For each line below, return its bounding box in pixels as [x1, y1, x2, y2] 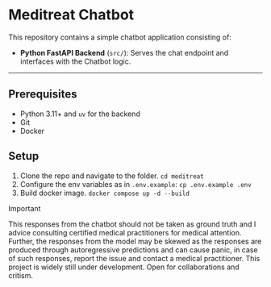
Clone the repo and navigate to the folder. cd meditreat [19, 171, 204, 181]
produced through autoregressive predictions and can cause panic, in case [8, 244, 258, 255]
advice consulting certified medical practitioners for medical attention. [8, 227, 242, 237]
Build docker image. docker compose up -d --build [19, 188, 190, 198]
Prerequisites [8, 87, 77, 102]
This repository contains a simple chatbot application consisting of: [8, 32, 231, 42]
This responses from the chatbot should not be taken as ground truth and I [8, 219, 256, 229]
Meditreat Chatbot [8, 6, 135, 24]
